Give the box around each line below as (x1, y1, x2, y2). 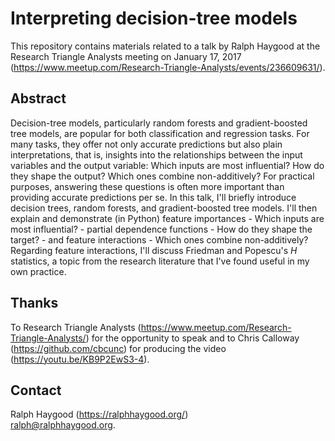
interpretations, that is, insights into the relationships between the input (10, 148, 303, 161)
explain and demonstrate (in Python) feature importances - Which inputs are (10, 212, 325, 224)
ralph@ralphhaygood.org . (10, 419, 116, 431)
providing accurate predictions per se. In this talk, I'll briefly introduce (10, 191, 297, 203)
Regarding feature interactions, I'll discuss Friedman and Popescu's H (10, 244, 298, 256)
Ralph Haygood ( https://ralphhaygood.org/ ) (10, 408, 189, 421)
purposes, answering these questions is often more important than (10, 180, 285, 192)
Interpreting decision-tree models (10, 7, 298, 30)
